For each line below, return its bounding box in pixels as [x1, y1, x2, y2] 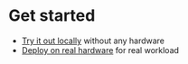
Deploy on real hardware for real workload [21, 44, 180, 55]
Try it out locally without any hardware [21, 35, 164, 46]
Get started [8, 5, 96, 26]
